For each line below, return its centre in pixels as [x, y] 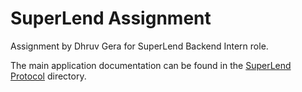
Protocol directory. [48, 76]
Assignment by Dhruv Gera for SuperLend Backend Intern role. [139, 46]
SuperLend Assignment [111, 18]
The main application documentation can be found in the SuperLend [151, 65]
